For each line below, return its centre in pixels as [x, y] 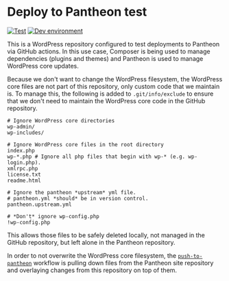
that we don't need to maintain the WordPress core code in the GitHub [106, 101]
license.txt [24, 174]
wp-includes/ [26, 133]
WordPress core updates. [43, 66]
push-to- [190, 256]
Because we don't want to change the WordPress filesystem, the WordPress [115, 79]
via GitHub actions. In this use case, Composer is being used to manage [109, 51]
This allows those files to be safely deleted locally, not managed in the [106, 235]
